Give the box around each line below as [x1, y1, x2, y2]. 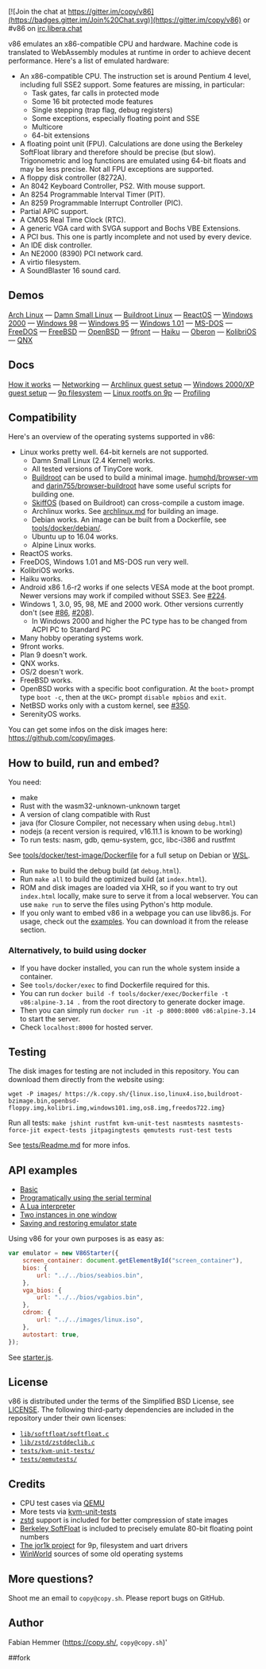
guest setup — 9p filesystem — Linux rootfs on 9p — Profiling [8, 387, 210, 397]
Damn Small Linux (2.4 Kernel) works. [31, 456, 156, 465]
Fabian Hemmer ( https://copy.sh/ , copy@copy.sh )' [8, 1637, 168, 1647]
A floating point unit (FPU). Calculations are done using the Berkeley [19, 139, 244, 148]
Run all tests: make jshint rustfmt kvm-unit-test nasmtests [8, 1118, 205, 1128]
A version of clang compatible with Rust [19, 810, 151, 819]
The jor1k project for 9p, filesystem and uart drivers [19, 1541, 188, 1550]
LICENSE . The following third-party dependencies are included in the [8, 1405, 234, 1414]
